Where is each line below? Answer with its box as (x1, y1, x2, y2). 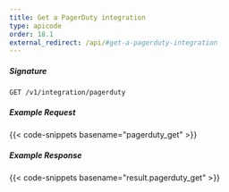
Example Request (9, 106, 76, 117)
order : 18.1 (9, 29, 54, 38)
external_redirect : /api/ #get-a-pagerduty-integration (9, 38, 218, 47)
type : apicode (9, 21, 63, 30)
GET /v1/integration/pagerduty (9, 88, 126, 97)
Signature (9, 65, 47, 76)
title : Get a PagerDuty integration (9, 13, 146, 22)
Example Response (9, 149, 82, 161)
